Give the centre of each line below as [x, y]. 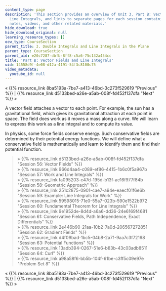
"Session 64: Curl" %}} [41, 253]
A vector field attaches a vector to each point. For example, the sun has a [80, 108]
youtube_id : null [27, 74]
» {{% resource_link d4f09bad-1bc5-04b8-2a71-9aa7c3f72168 [81, 237]
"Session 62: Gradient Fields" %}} [52, 232]
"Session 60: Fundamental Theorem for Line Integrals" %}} [77, 206]
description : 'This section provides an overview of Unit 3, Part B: [78, 14]
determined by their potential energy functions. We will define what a [75, 138]
